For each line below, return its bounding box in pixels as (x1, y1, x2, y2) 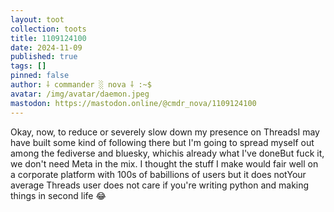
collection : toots (10, 24, 87, 34)
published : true (10, 52, 78, 62)
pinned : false (10, 71, 70, 81)
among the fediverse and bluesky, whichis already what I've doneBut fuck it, (10, 147, 325, 159)
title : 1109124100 (10, 33, 87, 43)
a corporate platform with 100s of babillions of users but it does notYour (10, 168, 307, 180)
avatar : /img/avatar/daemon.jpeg (10, 89, 150, 99)
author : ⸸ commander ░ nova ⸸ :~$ (10, 80, 152, 90)
